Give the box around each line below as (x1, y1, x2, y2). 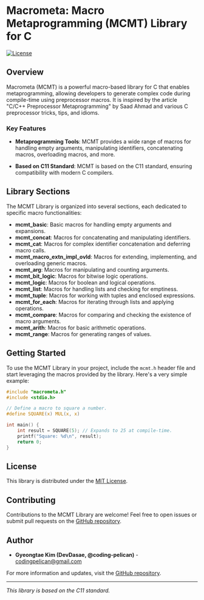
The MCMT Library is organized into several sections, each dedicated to (6, 203, 187, 210)
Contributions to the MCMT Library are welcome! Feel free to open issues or (6, 511, 197, 519)
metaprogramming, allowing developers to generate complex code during (6, 89, 191, 97)
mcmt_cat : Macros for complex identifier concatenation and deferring (15, 240, 191, 248)
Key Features (6, 124, 47, 132)
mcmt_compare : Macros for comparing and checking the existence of (15, 311, 191, 319)
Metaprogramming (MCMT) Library (6, 16, 188, 30)
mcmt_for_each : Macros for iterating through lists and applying (15, 298, 174, 305)
